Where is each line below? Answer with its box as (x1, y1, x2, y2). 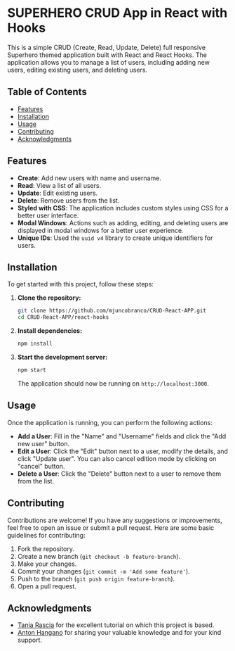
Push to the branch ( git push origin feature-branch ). (17, 574, 175, 583)
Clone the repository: (17, 293, 81, 302)
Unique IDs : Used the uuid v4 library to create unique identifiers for (17, 234, 213, 242)
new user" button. (17, 439, 70, 448)
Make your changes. (17, 560, 77, 568)
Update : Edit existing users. (17, 189, 98, 197)
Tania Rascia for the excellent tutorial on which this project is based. (17, 621, 215, 629)
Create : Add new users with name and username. (17, 174, 161, 182)
